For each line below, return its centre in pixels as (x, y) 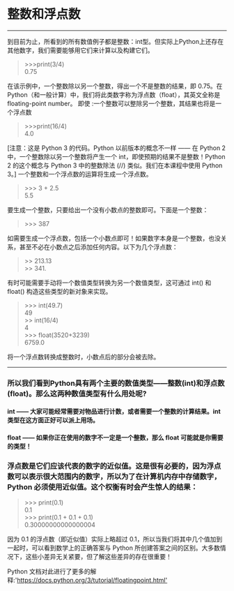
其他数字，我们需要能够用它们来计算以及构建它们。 (80, 50)
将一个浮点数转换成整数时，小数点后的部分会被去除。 (84, 357)
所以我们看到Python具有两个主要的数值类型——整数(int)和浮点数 (116, 383)
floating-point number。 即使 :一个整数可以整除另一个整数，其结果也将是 (111, 103)
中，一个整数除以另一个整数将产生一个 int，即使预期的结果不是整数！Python (116, 156)
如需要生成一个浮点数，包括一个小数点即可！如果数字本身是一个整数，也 (111, 238)
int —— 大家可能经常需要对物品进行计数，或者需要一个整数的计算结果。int (114, 412)
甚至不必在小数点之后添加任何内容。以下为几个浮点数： (99, 247)
